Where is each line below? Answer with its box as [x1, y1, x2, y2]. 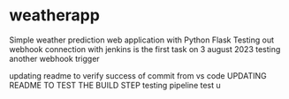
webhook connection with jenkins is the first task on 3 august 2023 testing [9, 43, 281, 54]
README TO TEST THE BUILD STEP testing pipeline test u [9, 80, 221, 90]
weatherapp [9, 5, 100, 26]
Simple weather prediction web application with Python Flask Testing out [9, 34, 274, 45]
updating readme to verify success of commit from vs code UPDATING [9, 70, 267, 80]
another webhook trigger [9, 53, 100, 64]
